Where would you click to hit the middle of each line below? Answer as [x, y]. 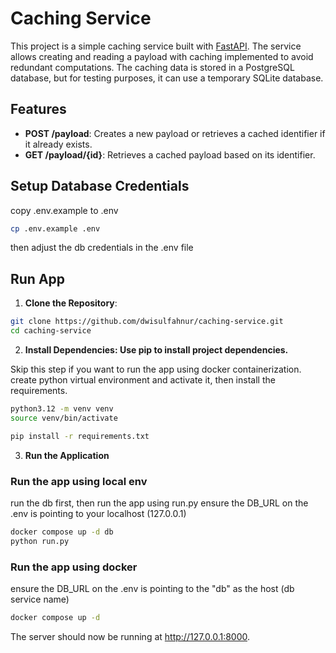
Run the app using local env [79, 481]
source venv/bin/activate [64, 418]
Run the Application [67, 455]
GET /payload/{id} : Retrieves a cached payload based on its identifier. [170, 154]
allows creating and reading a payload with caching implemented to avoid [162, 56]
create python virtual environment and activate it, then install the [143, 380]
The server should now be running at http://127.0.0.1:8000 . [130, 636]
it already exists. [58, 144]
